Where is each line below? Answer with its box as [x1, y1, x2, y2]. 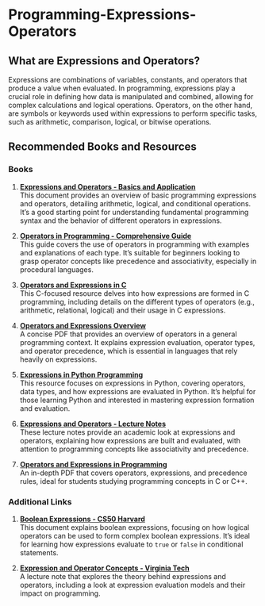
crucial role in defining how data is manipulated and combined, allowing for [8, 92, 254, 101]
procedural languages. [19, 264, 94, 274]
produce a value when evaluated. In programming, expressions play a [8, 83, 236, 93]
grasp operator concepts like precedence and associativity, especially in [19, 256, 257, 266]
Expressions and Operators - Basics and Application [19, 182, 196, 191]
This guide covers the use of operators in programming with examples [19, 240, 250, 249]
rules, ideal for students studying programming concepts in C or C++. [19, 476, 248, 485]
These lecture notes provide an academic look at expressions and [19, 427, 236, 437]
